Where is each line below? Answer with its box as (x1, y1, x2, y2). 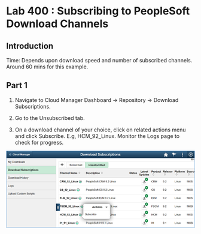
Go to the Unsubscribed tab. (14, 114, 85, 121)
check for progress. (14, 139, 64, 146)
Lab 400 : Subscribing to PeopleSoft (6, 4, 190, 18)
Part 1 (6, 80, 28, 91)
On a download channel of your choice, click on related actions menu (14, 126, 186, 133)
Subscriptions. (14, 103, 51, 110)
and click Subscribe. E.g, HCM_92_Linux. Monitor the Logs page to (14, 132, 180, 139)
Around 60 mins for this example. (6, 63, 89, 70)
